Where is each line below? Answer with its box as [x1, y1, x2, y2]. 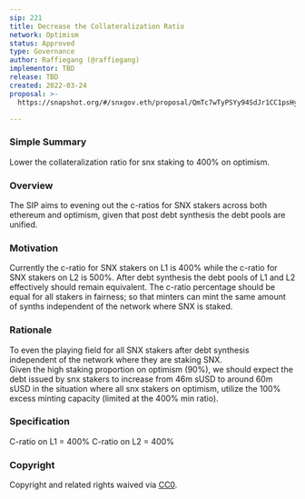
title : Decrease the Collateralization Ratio [9, 22, 184, 31]
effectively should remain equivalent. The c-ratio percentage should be [9, 282, 275, 293]
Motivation [9, 242, 59, 254]
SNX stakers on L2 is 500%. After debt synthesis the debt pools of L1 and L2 [9, 272, 296, 283]
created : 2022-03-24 [9, 81, 88, 90]
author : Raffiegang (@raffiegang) [9, 55, 141, 65]
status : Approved [9, 38, 75, 48]
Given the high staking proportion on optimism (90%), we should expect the [9, 364, 293, 374]
